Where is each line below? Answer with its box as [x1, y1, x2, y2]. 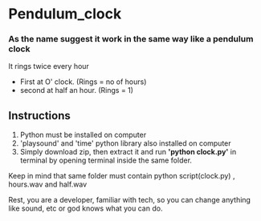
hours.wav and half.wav [8, 179, 88, 189]
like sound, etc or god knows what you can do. [8, 203, 163, 213]
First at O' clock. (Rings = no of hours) [19, 77, 147, 86]
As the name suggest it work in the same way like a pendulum [8, 34, 254, 45]
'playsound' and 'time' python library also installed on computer [19, 139, 231, 148]
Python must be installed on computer [19, 130, 147, 140]
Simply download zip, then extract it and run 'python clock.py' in [19, 147, 237, 157]
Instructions [8, 109, 71, 123]
